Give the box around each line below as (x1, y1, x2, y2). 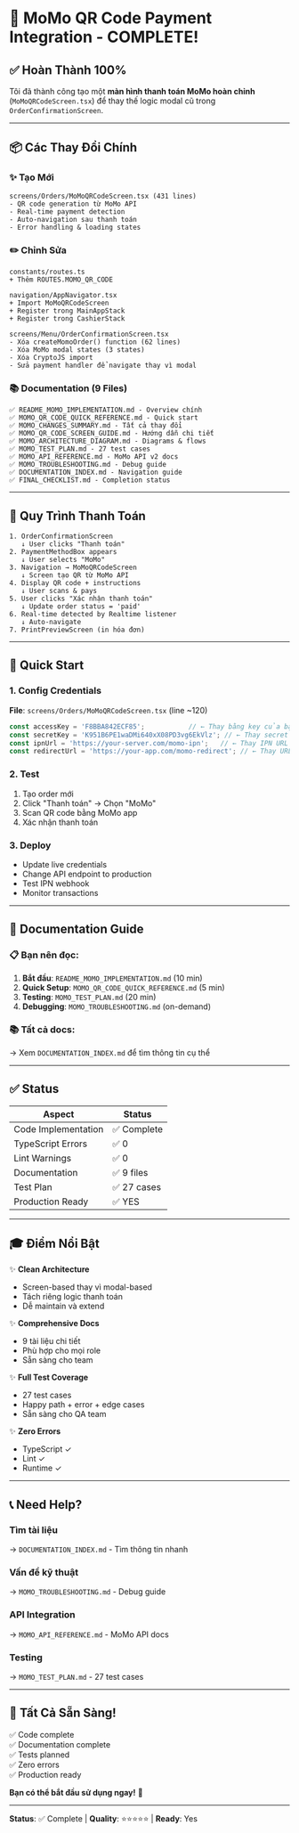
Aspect (43, 1108, 75, 1120)
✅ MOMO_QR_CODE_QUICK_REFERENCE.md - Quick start (9, 413, 198, 422)
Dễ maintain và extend (21, 1300, 105, 1312)
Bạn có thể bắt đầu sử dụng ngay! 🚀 (9, 1787, 144, 1797)
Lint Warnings (13, 1152, 72, 1164)
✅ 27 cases (112, 1180, 162, 1193)
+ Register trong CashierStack (9, 314, 125, 323)
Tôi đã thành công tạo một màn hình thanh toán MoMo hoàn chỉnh (9, 86, 255, 96)
